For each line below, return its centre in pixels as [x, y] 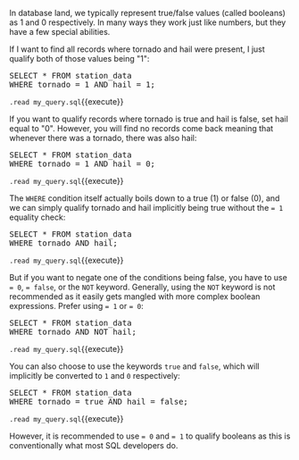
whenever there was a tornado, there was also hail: [103, 138]
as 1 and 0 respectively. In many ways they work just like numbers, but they [148, 22]
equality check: [37, 217]
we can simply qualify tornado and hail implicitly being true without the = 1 [146, 208]
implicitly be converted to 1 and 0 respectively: [95, 376]
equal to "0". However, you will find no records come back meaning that [141, 128]
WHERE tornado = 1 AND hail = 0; [83, 164]
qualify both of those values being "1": [79, 59]
